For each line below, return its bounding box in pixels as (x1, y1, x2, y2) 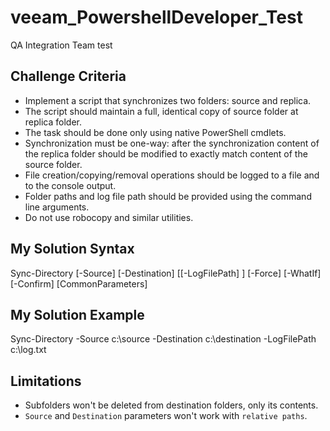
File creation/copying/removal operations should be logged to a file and (24, 169, 320, 181)
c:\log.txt (10, 344, 47, 356)
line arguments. (24, 201, 90, 213)
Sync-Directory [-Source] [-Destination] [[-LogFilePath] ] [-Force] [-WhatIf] (10, 267, 322, 279)
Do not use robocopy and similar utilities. (24, 211, 194, 223)
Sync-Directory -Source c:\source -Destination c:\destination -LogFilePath (10, 333, 317, 345)
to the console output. (24, 179, 117, 191)
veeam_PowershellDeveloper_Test (10, 6, 303, 29)
